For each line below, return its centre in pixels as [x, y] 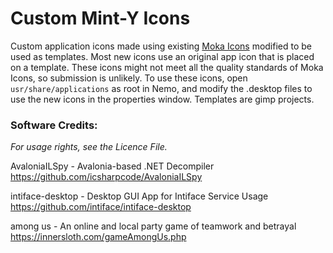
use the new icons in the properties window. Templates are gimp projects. [162, 99]
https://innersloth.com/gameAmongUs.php [98, 237]
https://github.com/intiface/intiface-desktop [101, 207]
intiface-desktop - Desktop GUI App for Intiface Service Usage [139, 196]
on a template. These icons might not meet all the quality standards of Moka [167, 67]
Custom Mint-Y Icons [100, 18]
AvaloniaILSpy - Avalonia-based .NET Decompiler [112, 166]
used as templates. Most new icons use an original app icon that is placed [162, 56]
